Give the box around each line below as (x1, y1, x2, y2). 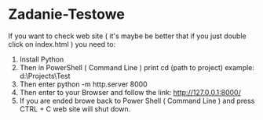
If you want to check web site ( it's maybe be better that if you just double (8, 31, 247, 41)
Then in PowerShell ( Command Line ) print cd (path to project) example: (19, 62, 255, 72)
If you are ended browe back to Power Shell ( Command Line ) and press (19, 96, 255, 105)
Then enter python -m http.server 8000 (19, 79, 148, 89)
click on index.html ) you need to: (8, 39, 116, 48)
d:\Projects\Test (19, 71, 71, 80)
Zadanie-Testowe (8, 5, 126, 23)
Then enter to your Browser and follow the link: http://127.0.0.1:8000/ (19, 87, 241, 97)
